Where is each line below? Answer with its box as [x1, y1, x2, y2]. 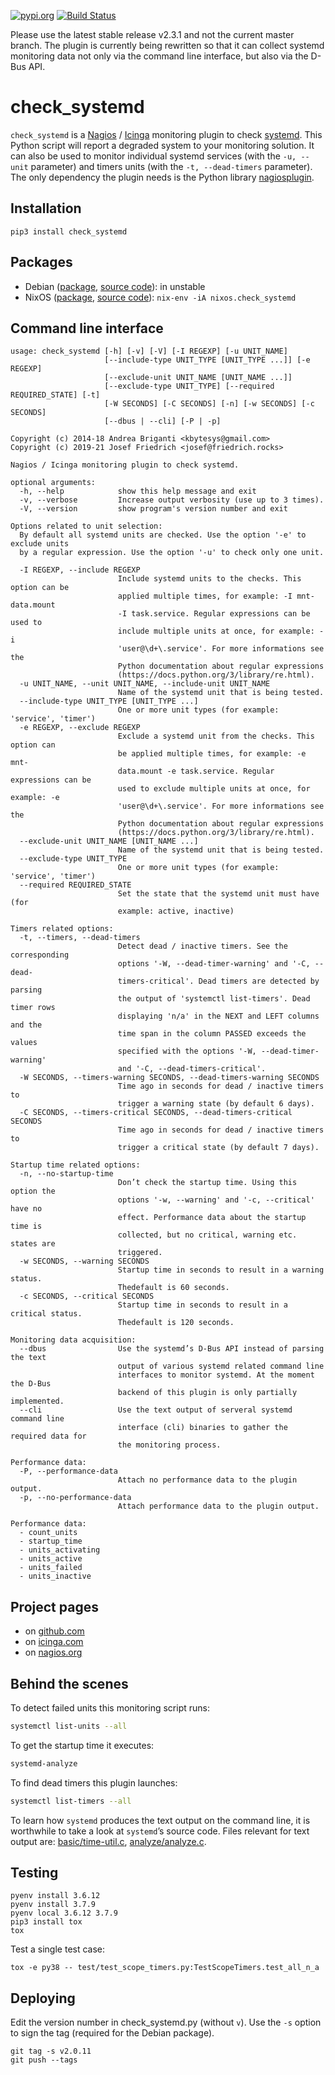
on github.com [24, 1625, 85, 1637]
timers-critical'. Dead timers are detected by [117, 976, 320, 987]
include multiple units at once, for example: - [117, 626, 325, 637]
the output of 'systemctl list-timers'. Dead [117, 994, 311, 1004]
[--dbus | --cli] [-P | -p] [104, 416, 222, 427]
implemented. [10, 1396, 65, 1407]
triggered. [117, 1248, 163, 1258]
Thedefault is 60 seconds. [117, 1283, 230, 1293]
